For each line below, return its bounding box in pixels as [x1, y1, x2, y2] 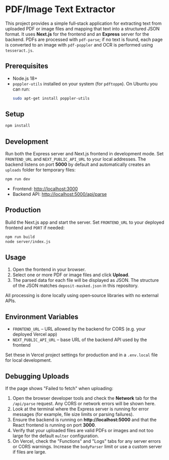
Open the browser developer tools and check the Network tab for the [12, 395, 157, 401]
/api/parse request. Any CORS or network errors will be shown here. [12, 401, 156, 406]
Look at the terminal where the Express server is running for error [12, 406, 149, 412]
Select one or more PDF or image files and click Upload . [12, 272, 130, 278]
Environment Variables [5, 312, 79, 321]
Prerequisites [5, 62, 48, 70]
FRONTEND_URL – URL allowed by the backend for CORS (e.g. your [12, 326, 146, 332]
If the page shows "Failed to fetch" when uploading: [5, 386, 114, 391]
